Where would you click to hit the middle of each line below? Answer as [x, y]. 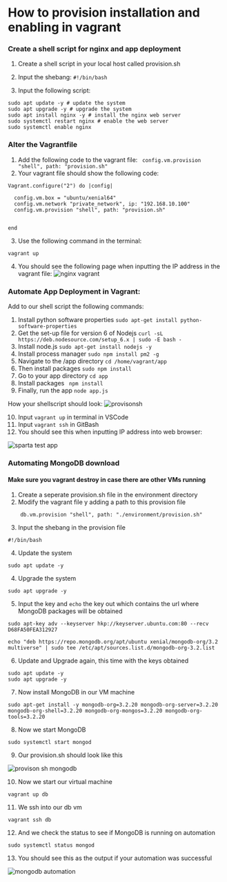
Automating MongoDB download [64, 463]
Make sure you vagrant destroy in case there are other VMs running [107, 479]
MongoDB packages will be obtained [70, 611]
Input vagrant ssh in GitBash [58, 425]
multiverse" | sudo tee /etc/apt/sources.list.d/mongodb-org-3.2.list [111, 648]
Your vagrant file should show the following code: [88, 173]
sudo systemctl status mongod [51, 845]
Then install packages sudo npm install [75, 369]
